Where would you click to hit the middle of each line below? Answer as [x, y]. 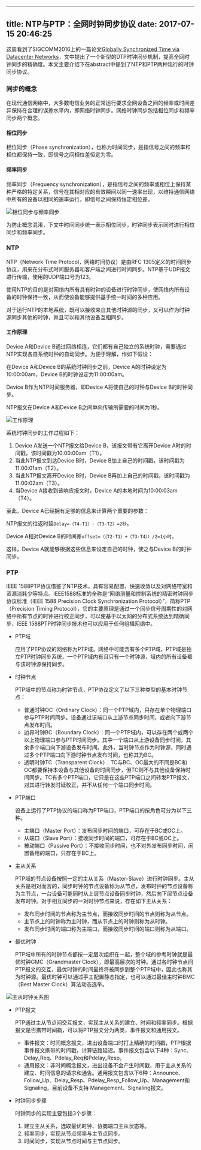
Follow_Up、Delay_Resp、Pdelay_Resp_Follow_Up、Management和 [107, 1080]
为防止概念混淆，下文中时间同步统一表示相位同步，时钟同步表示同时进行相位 [100, 224]
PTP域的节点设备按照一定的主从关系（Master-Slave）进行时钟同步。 [99, 879]
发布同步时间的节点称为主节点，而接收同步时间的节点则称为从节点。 [108, 914]
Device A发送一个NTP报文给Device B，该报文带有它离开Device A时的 [100, 446]
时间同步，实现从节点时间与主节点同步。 [74, 1141]
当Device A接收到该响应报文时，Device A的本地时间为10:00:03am [96, 491]
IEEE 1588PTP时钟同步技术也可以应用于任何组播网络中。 [86, 624]
